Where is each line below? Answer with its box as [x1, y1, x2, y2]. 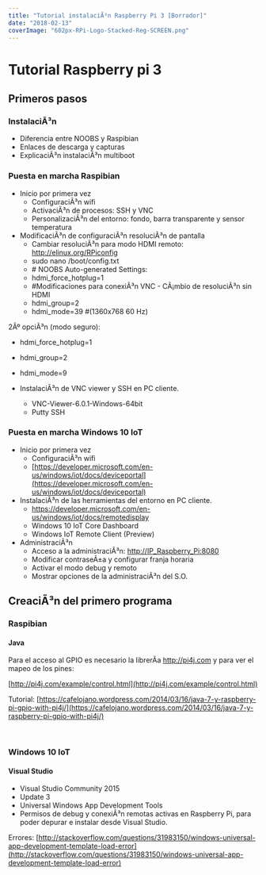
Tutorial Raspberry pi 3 [8, 60, 162, 79]
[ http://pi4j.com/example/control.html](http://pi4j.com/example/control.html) [8, 679, 258, 689]
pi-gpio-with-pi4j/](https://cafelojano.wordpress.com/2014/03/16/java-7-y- [8, 703, 254, 712]
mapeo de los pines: [8, 664, 74, 674]
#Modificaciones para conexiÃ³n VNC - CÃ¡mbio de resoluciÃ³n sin [31, 281, 252, 290]
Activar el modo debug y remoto [31, 562, 137, 572]
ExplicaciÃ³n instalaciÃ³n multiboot [19, 151, 135, 160]
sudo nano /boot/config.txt [31, 255, 120, 266]
